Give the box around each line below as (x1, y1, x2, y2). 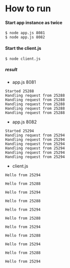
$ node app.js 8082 (5, 35, 45, 40)
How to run (5, 3, 51, 14)
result (5, 67, 18, 73)
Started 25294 (5, 128, 35, 133)
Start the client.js (5, 45, 41, 51)
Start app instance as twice (5, 19, 63, 25)
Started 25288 (5, 88, 35, 94)
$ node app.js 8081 (5, 31, 45, 36)
